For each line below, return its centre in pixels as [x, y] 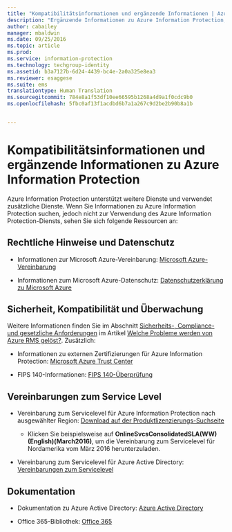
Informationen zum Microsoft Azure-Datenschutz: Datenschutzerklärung [120, 280]
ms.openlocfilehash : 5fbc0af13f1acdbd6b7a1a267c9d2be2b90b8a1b [100, 104]
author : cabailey [32, 26]
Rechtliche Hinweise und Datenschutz [91, 243]
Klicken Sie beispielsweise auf [70, 434]
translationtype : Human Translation [60, 91]
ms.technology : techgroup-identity [58, 65]
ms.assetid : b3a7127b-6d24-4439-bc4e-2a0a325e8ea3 [81, 71]
